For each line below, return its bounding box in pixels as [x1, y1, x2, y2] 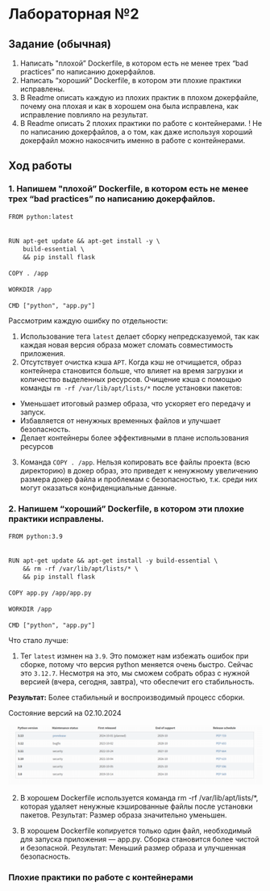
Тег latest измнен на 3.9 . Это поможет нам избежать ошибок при [19, 651, 249, 661]
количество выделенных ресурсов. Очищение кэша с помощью [19, 374, 242, 384]
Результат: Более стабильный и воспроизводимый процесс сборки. [8, 692, 245, 702]
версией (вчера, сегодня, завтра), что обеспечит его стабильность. [19, 676, 255, 687]
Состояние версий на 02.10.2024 [8, 708, 122, 717]
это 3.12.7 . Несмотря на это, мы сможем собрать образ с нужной [19, 668, 250, 678]
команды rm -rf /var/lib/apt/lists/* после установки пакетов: [19, 383, 243, 393]
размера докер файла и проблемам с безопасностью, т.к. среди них [19, 474, 258, 484]
